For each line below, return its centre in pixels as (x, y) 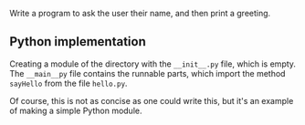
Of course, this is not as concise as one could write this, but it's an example (152, 100)
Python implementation (78, 42)
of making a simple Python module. (76, 110)
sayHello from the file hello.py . (68, 83)
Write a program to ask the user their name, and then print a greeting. (140, 13)
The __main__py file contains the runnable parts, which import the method (147, 73)
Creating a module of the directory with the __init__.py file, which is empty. (153, 64)
